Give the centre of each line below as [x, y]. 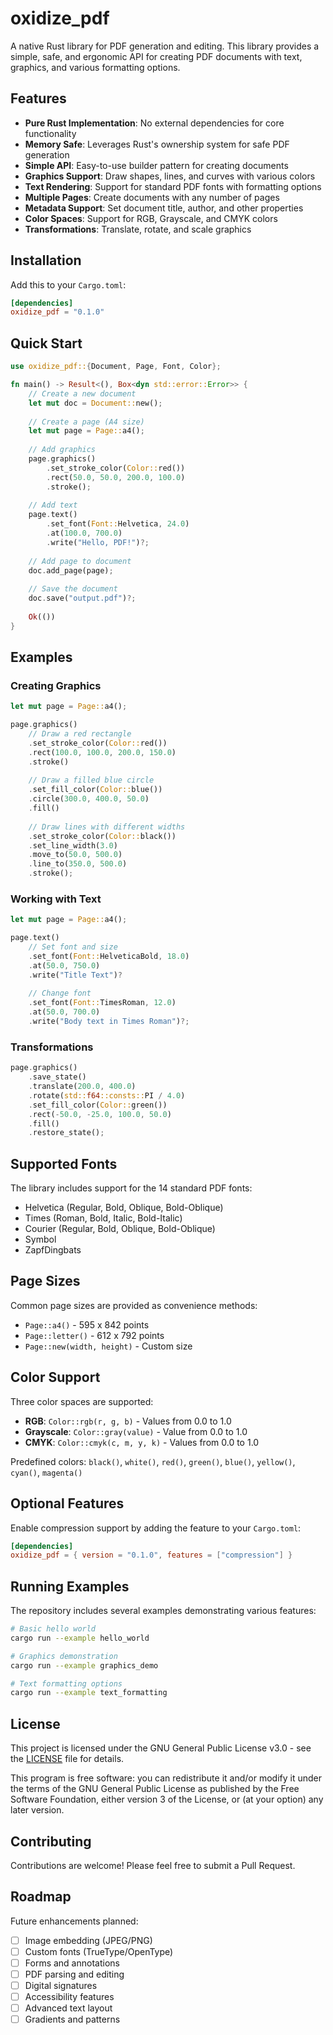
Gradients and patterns [72, 2019]
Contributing [51, 1841]
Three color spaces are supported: [82, 1401]
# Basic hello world [53, 1629]
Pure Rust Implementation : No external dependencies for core [154, 123]
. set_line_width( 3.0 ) [73, 845]
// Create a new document [82, 393]
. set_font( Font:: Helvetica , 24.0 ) [118, 524]
